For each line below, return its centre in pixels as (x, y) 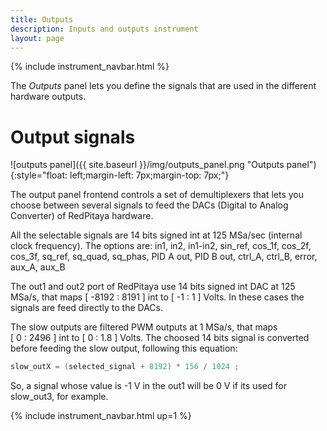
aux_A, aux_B (38, 267)
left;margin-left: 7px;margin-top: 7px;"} (149, 175)
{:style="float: (39, 175)
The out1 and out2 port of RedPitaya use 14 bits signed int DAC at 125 (153, 287)
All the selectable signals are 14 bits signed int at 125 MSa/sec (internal (156, 235)
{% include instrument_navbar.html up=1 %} (101, 416)
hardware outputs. (48, 97)
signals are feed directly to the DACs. (87, 308)
